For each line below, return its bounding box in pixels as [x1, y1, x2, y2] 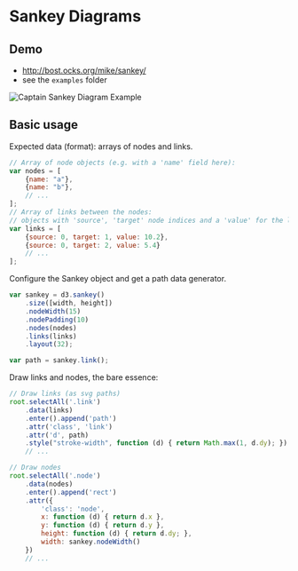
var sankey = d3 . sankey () [9, 290, 105, 299]
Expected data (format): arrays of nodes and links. [9, 140, 193, 152]
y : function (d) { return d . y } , [41, 521, 165, 530]
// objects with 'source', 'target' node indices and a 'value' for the [9, 216, 284, 225]
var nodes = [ [9, 166, 62, 175]
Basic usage [9, 117, 78, 132]
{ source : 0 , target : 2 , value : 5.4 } [25, 241, 161, 250]
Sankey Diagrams [9, 6, 142, 27]
